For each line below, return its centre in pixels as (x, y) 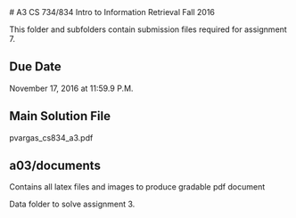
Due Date (36, 67)
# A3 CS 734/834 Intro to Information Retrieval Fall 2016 (112, 12)
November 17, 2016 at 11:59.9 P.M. (71, 88)
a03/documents (55, 166)
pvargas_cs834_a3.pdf (51, 137)
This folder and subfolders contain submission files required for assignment (148, 29)
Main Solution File (60, 116)
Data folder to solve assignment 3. (72, 204)
